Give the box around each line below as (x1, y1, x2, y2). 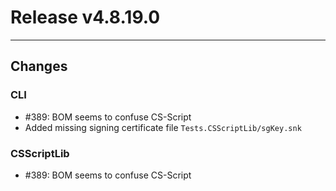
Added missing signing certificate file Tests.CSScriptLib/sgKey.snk (24, 121, 302, 133)
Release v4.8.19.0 (10, 6, 161, 29)
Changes (10, 58, 68, 75)
